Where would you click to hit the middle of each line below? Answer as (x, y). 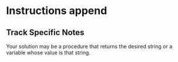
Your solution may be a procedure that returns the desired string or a (89, 46)
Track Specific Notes (45, 32)
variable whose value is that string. (48, 53)
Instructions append (57, 11)
